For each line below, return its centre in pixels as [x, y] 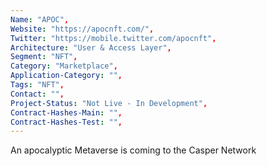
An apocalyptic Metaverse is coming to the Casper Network [133, 150]
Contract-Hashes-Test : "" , [66, 122]
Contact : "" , [37, 94]
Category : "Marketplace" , [64, 66]
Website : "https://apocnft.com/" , [82, 29]
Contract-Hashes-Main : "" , [66, 112]
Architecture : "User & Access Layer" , [91, 47]
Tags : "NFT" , [37, 85]
